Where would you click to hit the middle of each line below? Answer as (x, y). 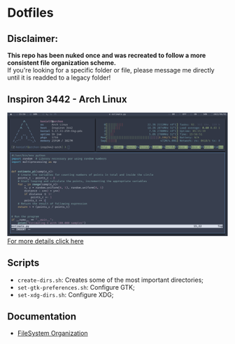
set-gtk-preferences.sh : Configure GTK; (76, 287)
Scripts (23, 263)
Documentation (42, 316)
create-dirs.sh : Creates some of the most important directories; (111, 280)
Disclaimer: (33, 39)
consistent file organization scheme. (62, 63)
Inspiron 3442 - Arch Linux (67, 99)
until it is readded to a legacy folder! (59, 77)
